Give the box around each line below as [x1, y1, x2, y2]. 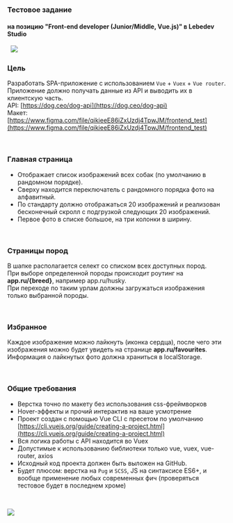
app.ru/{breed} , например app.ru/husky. [7, 277, 127, 285]
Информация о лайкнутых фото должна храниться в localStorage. [7, 353, 202, 361]
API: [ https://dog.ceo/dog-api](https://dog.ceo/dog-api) [7, 101, 168, 109]
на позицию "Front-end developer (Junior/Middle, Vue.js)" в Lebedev [7, 22, 214, 31]
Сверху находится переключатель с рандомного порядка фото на [17, 185, 214, 193]
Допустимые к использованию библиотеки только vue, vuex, [17, 444, 200, 453]
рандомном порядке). [17, 178, 83, 186]
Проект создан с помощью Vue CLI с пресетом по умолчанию [17, 414, 204, 423]
